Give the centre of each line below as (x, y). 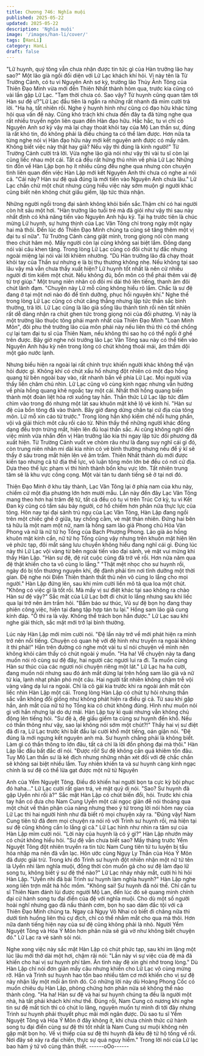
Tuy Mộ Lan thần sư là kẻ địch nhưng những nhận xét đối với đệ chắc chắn (100, 757)
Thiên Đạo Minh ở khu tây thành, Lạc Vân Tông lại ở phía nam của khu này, (100, 486)
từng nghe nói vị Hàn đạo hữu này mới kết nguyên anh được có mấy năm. (98, 140)
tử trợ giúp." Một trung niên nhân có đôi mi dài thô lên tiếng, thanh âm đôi (98, 282)
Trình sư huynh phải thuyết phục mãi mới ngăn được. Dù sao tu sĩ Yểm (94, 1014)
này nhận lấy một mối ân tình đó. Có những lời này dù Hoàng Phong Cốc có (100, 981)
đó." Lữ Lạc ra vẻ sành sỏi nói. (44, 937)
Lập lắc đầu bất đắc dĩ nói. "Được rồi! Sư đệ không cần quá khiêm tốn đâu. (100, 751)
